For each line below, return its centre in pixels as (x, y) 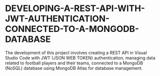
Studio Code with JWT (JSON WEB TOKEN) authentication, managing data (80, 58)
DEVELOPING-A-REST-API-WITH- (75, 8)
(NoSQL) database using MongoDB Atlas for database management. (74, 68)
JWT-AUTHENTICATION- (57, 19)
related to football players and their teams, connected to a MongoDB (74, 63)
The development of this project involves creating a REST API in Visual (76, 53)
